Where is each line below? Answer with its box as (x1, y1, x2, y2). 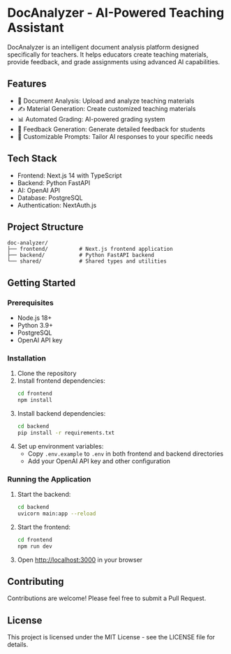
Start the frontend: (17, 523, 71, 531)
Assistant (7, 20, 64, 36)
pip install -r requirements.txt (17, 429, 115, 436)
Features (7, 78, 47, 90)
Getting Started (7, 277, 76, 289)
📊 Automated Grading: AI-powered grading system (17, 115, 165, 123)
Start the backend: (17, 490, 71, 499)
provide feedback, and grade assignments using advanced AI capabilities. (7, 57, 221, 66)
